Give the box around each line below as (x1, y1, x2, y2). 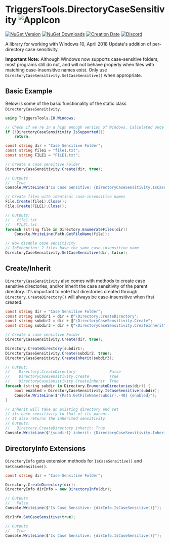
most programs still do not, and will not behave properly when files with (5, 61, 154, 67)
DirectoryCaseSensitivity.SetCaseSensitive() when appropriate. (5, 72, 143, 78)
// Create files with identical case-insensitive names (5, 194, 125, 200)
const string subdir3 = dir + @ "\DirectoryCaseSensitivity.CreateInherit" (5, 323, 166, 328)
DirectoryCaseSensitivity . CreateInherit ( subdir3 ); (5, 356, 114, 361)
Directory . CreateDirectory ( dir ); (5, 482, 76, 487)
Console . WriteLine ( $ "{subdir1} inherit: (5, 430, 92, 435)
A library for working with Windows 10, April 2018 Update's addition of (5, 41, 152, 47)
